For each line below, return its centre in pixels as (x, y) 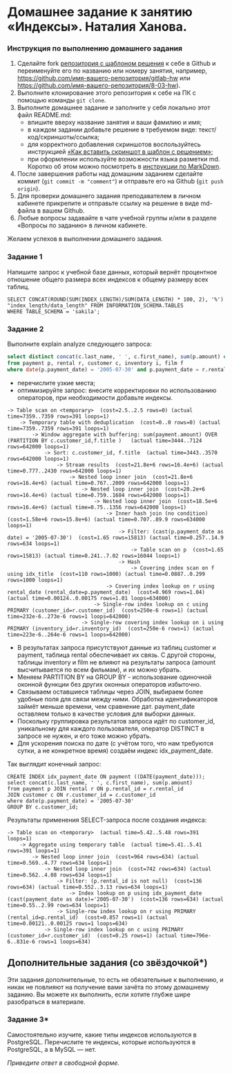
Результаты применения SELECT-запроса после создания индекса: (107, 820)
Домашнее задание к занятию (100, 12)
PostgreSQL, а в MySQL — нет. (52, 1049)
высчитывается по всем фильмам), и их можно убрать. (99, 669)
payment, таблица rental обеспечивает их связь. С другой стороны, (116, 655)
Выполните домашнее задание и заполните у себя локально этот (114, 107)
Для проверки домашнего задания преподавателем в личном (109, 196)
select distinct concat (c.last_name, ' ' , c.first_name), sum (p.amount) (114, 357)
